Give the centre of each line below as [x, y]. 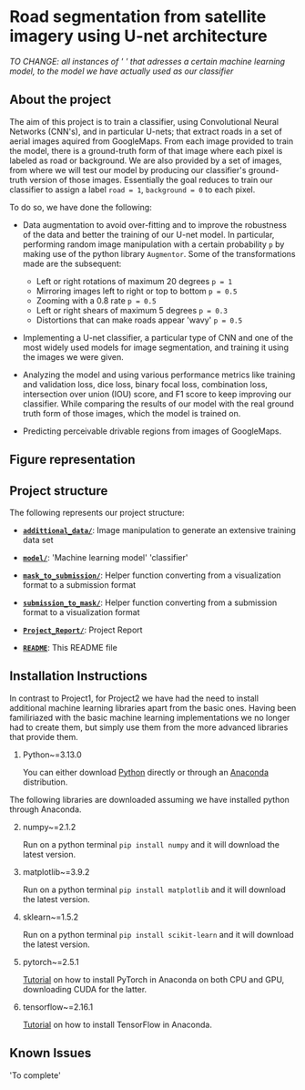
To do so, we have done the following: [81, 207]
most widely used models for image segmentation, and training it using [156, 347]
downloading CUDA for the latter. [85, 989]
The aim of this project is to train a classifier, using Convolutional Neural [144, 121]
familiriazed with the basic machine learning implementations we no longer [150, 717]
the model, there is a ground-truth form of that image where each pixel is [146, 150]
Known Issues [51, 1053]
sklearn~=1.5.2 [51, 917]
